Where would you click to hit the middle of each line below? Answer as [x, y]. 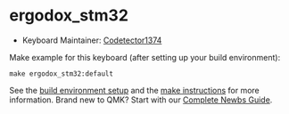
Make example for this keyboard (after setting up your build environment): [145, 57]
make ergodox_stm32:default [62, 73]
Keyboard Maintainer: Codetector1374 [92, 40]
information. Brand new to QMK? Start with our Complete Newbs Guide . [141, 100]
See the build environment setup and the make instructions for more [135, 90]
